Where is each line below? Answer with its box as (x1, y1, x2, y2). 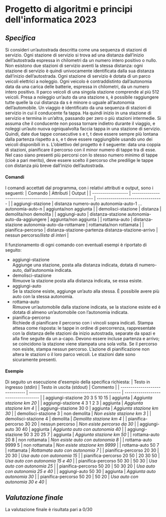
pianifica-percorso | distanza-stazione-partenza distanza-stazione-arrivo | (5, 227, 158, 233)
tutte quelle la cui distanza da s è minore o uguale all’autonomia (5, 100, 135, 105)
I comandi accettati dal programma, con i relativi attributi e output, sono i (5, 185, 154, 191)
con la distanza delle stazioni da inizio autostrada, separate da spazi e (12, 330, 156, 336)
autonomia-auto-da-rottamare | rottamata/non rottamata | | (23, 222, 144, 228)
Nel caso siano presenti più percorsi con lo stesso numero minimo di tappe (5, 152, 158, 158)
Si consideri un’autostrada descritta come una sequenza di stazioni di (5, 47, 147, 52)
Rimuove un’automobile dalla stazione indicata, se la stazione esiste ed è (12, 304, 161, 310)
